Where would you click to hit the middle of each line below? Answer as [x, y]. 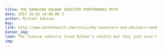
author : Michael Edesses [30, 18]
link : [10, 28]
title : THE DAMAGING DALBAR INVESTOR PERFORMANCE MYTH [62, 9]
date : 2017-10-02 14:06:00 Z [34, 14]
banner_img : [17, 32]
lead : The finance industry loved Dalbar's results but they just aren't [81, 37]
